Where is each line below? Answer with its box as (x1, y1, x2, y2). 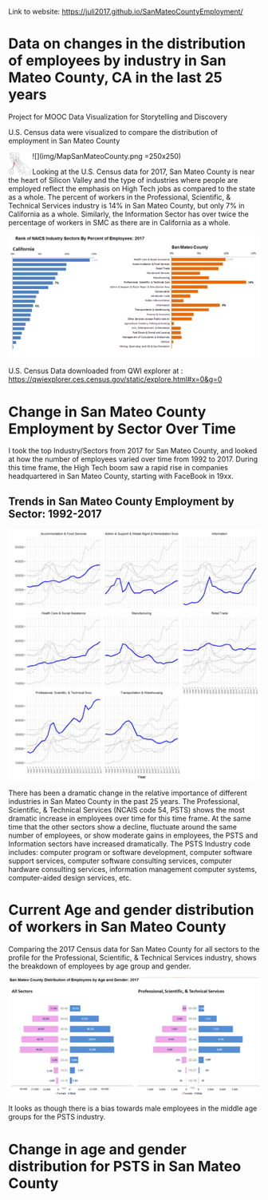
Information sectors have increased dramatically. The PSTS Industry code (8, 839, 251, 849)
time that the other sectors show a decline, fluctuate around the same (8, 822, 238, 832)
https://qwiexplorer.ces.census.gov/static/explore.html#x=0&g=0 (8, 374, 223, 384)
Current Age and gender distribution (8, 901, 254, 919)
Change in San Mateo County (8, 402, 207, 421)
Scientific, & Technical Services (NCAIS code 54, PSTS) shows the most (8, 806, 245, 815)
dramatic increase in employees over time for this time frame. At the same (8, 814, 251, 823)
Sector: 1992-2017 (8, 507, 102, 521)
